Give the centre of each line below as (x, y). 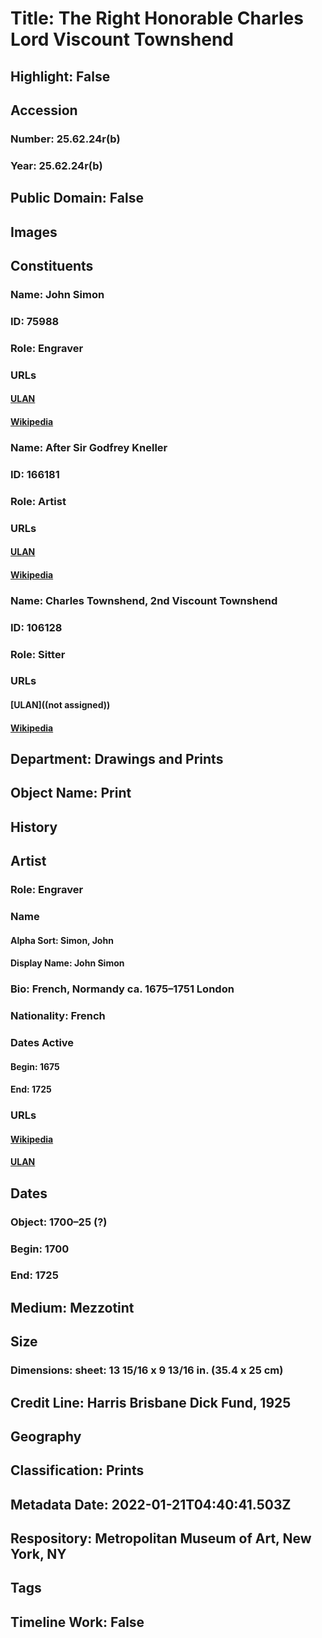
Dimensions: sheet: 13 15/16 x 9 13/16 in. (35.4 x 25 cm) (147, 1370)
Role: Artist (38, 501)
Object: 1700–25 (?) (59, 1222)
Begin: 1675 (35, 1066)
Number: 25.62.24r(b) (65, 139)
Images (34, 232)
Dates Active (42, 1042)
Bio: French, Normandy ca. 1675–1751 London (122, 989)
